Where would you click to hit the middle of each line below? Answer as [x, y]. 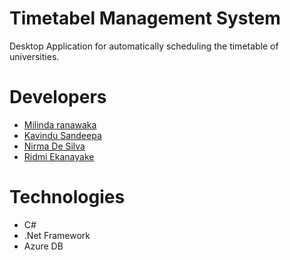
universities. [34, 56]
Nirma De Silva [54, 146]
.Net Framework [57, 235]
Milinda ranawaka [60, 124]
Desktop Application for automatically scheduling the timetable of [144, 46]
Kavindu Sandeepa [62, 135]
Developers [58, 97]
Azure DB [43, 246]
